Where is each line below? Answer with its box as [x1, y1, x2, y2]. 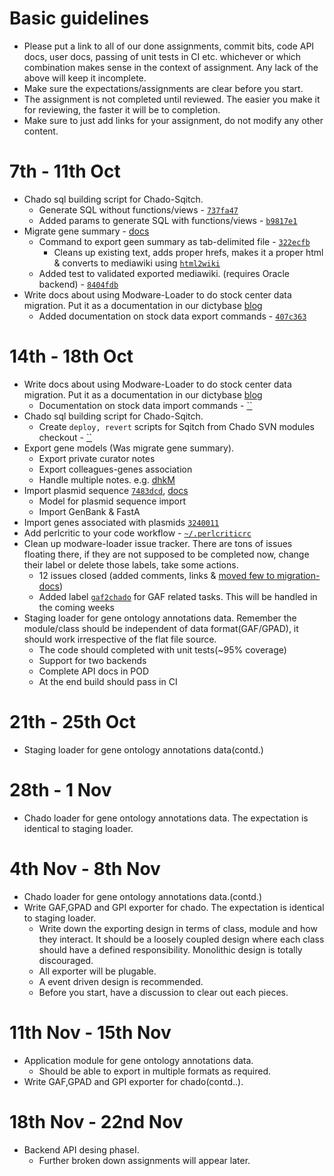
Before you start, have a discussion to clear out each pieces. [38, 986, 289, 998]
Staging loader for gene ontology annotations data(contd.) [23, 743, 264, 756]
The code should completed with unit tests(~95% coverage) [38, 643, 287, 656]
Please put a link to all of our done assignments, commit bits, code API [23, 40, 315, 52]
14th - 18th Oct [9, 345, 134, 368]
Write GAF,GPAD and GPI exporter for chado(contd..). [23, 1075, 244, 1087]
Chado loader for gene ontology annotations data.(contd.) [23, 890, 262, 902]
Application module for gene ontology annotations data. [23, 1054, 254, 1066]
